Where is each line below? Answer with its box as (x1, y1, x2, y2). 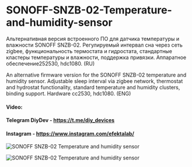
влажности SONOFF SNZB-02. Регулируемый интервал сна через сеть (6, 41, 183, 48)
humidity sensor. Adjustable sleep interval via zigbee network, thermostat (6, 77, 183, 85)
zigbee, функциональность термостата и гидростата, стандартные (6, 47, 172, 54)
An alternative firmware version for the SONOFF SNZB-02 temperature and (6, 71, 187, 78)
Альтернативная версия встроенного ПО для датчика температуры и (6, 35, 180, 42)
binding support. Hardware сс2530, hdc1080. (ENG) (6, 90, 131, 97)
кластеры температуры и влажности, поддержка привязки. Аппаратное (6, 54, 187, 61)
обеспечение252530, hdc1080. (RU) (6, 60, 95, 67)
